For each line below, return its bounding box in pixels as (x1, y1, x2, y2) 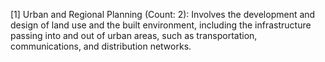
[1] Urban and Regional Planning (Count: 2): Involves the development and (10, 9, 316, 20)
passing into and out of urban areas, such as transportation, (10, 30, 258, 41)
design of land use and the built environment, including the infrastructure (10, 19, 312, 31)
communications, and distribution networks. (10, 40, 192, 52)
